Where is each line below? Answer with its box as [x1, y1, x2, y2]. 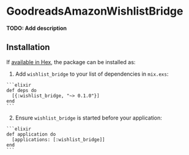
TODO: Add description [6, 24, 67, 32]
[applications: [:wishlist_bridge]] [12, 136, 105, 143]
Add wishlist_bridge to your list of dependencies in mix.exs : [15, 70, 169, 77]
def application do [6, 131, 56, 137]
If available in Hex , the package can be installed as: [6, 58, 136, 65]
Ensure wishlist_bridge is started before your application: [15, 114, 162, 121]
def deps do [6, 87, 37, 93]
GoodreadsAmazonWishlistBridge [6, 4, 183, 18]
